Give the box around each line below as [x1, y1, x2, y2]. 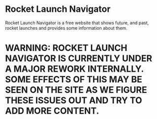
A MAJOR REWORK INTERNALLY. [5, 63, 144, 75]
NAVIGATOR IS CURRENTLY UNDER [5, 53, 153, 64]
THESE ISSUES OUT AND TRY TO [5, 95, 142, 106]
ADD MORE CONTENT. [5, 105, 99, 117]
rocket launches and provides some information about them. [5, 25, 127, 31]
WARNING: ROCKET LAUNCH [5, 42, 127, 54]
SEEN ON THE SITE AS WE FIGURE [5, 84, 147, 96]
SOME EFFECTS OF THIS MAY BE [5, 74, 143, 85]
